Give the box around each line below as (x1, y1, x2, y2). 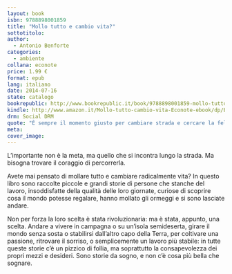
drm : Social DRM (7, 113, 54, 120)
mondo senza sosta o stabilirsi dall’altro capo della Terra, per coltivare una (7, 230, 219, 238)
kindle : (7, 107, 30, 113)
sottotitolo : (7, 29, 45, 37)
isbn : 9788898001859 (7, 17, 67, 24)
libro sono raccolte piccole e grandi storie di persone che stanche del (7, 179, 205, 188)
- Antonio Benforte (13, 42, 70, 49)
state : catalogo (7, 94, 54, 101)
